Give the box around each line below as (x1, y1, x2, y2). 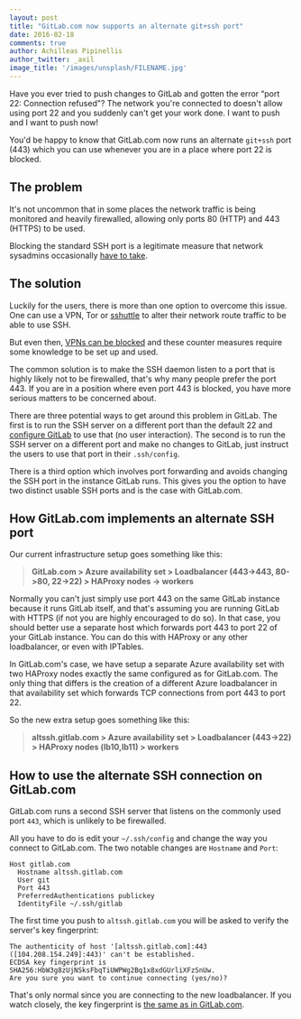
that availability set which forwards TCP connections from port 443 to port (9, 687, 286, 699)
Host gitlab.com (9, 860, 70, 869)
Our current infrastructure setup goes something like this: (9, 549, 223, 560)
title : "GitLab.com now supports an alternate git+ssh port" (9, 22, 244, 31)
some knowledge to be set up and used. (9, 346, 159, 357)
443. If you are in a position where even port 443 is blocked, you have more (9, 382, 291, 393)
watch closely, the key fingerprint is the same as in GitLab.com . (9, 999, 245, 1010)
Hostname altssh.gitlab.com (17, 868, 123, 877)
